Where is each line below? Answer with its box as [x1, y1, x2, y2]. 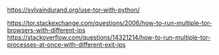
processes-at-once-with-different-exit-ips [7, 41, 126, 48]
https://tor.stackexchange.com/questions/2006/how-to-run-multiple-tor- [7, 19, 213, 26]
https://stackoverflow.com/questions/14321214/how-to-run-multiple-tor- [7, 33, 211, 41]
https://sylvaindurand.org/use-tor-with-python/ [7, 6, 140, 14]
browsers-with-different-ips [7, 26, 86, 34]
